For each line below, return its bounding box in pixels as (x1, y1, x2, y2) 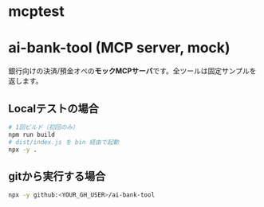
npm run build (8, 131, 56, 139)
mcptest (8, 2, 65, 21)
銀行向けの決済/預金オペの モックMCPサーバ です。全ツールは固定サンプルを (8, 66, 257, 76)
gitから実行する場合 (8, 170, 106, 183)
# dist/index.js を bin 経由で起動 (8, 138, 120, 146)
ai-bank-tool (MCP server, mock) (8, 39, 231, 57)
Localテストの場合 (8, 102, 100, 115)
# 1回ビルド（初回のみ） (8, 123, 79, 131)
